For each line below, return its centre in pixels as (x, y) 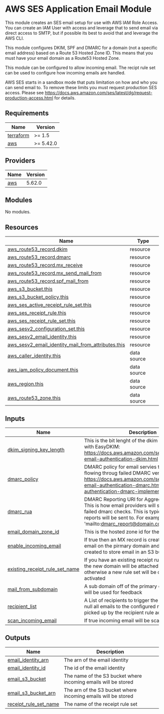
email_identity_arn (28, 660)
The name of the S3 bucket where (103, 676)
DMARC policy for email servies (121, 467)
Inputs (15, 418)
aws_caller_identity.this (34, 356)
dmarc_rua (20, 512)
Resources (22, 227)
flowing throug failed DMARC (118, 473)
